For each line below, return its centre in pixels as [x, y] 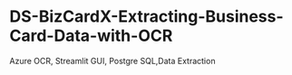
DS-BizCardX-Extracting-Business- [146, 17]
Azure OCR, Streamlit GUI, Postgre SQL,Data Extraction [112, 61]
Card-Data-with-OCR [91, 36]
